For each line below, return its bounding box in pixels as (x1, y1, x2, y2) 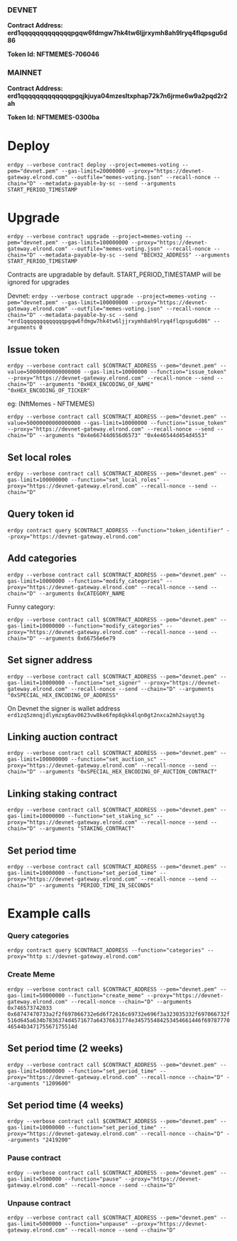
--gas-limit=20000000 (61, 167, 126, 175)
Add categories (7, 552, 77, 564)
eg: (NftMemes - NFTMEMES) (7, 399, 95, 408)
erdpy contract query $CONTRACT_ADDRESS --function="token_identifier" (7, 527, 224, 534)
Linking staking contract (7, 788, 118, 800)
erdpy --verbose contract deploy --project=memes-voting (7, 161, 180, 168)
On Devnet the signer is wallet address (7, 704, 121, 712)
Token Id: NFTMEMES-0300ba (7, 112, 100, 122)
